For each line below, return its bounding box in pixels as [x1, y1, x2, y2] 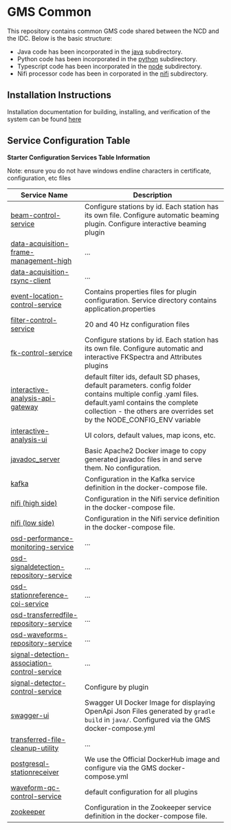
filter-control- [10, 315, 57, 325]
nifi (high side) [10, 498, 58, 507]
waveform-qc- [10, 783, 60, 792]
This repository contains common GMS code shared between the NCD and [7, 27, 219, 35]
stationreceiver [10, 767, 60, 777]
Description [133, 190, 173, 199]
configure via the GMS [85, 763, 157, 772]
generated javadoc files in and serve [85, 455, 203, 464]
